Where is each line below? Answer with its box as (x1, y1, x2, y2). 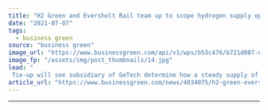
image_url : (8, 49, 45, 57)
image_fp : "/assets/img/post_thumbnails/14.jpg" (8, 57, 173, 65)
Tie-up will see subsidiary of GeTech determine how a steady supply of (11, 71, 259, 79)
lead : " (8, 64, 34, 72)
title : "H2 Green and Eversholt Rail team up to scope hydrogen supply (8, 11, 251, 20)
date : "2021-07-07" (8, 19, 73, 27)
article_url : (8, 78, 52, 86)
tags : (8, 26, 26, 34)
